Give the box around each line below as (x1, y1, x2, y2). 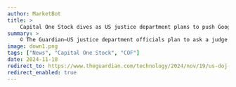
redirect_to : (7, 62, 46, 69)
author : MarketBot (7, 10, 61, 18)
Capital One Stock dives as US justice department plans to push (20, 23, 216, 30)
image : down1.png (7, 43, 58, 50)
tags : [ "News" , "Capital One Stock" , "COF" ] (7, 50, 140, 57)
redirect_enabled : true (7, 69, 77, 76)
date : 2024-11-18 (7, 56, 58, 63)
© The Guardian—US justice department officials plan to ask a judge (20, 36, 228, 43)
